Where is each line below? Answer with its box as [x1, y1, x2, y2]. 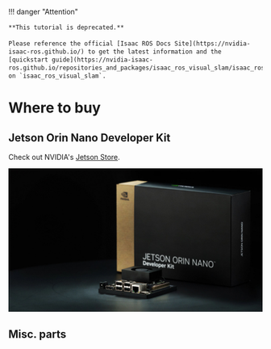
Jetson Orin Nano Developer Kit [8, 131, 171, 145]
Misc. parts [8, 327, 67, 341]
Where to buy [8, 99, 101, 117]
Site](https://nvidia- [174, 40, 251, 48]
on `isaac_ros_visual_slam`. [8, 72, 106, 80]
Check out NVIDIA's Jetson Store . [8, 153, 121, 162]
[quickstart [8, 56, 48, 64]
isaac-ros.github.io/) [8, 48, 85, 56]
